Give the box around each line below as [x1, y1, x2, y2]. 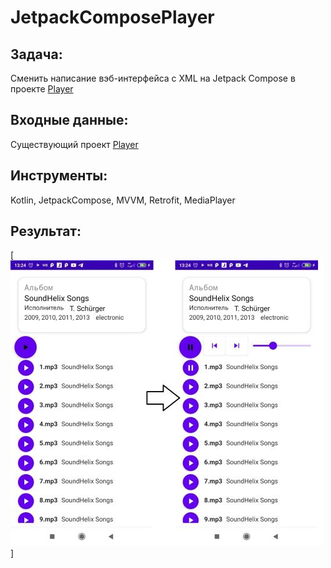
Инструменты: [10, 167, 108, 185]
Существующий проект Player [10, 138, 139, 150]
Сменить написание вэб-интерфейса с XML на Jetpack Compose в [10, 72, 296, 84]
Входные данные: [10, 112, 129, 129]
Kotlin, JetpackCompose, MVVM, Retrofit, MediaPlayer [10, 194, 236, 206]
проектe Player [10, 83, 74, 95]
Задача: [10, 46, 63, 63]
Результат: [10, 223, 82, 240]
